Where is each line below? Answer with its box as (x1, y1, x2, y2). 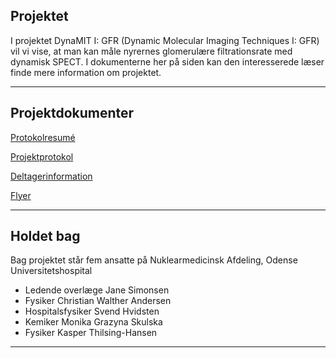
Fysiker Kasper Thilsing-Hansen (24, 327, 158, 339)
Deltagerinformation (10, 170, 93, 182)
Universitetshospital (10, 265, 93, 277)
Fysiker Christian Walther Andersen (24, 295, 172, 307)
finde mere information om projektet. (10, 66, 162, 78)
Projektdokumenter (10, 105, 135, 122)
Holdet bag (10, 228, 81, 245)
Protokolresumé (10, 131, 76, 143)
